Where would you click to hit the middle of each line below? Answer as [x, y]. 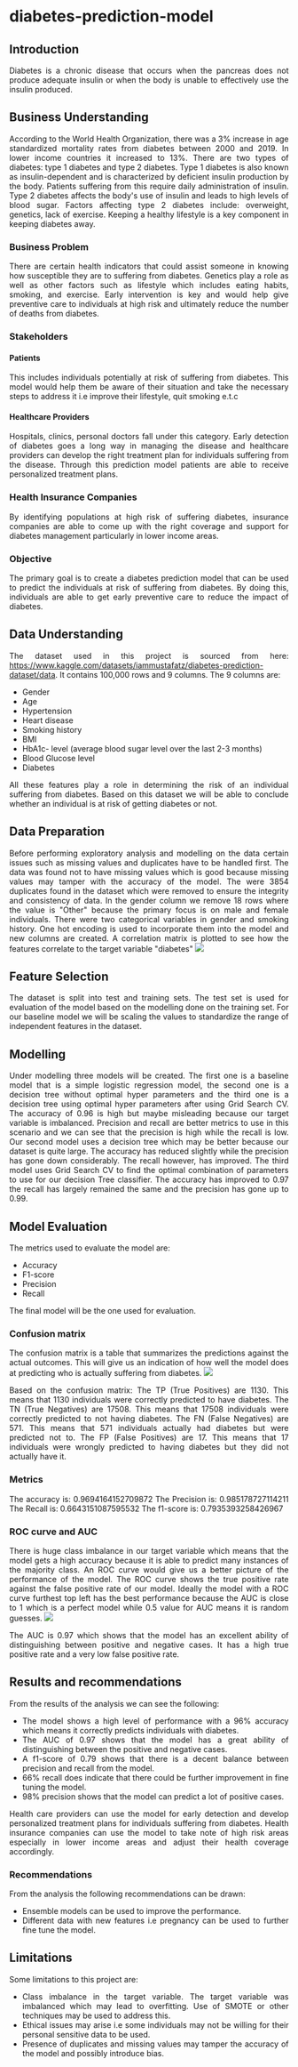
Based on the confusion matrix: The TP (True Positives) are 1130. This [149, 1390]
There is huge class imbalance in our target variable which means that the [149, 1550]
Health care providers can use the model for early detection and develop [149, 1814]
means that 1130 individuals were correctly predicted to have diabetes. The [149, 1400]
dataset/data [32, 674]
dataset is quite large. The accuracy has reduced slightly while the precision [149, 1151]
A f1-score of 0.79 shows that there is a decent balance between [155, 1758]
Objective [31, 559]
